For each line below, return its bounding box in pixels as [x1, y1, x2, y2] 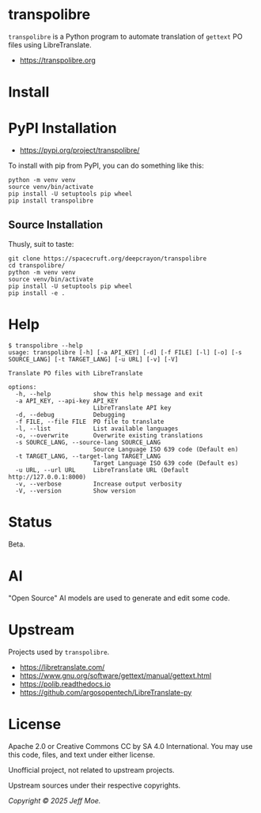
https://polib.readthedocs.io [19, 679, 111, 689]
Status [8, 513, 53, 531]
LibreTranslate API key [93, 403, 172, 412]
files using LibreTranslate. [8, 40, 93, 49]
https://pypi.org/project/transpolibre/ [19, 146, 140, 155]
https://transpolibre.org [19, 55, 96, 65]
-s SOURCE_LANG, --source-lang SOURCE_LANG [15, 438, 161, 446]
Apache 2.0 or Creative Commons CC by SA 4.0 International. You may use [8, 741, 253, 751]
